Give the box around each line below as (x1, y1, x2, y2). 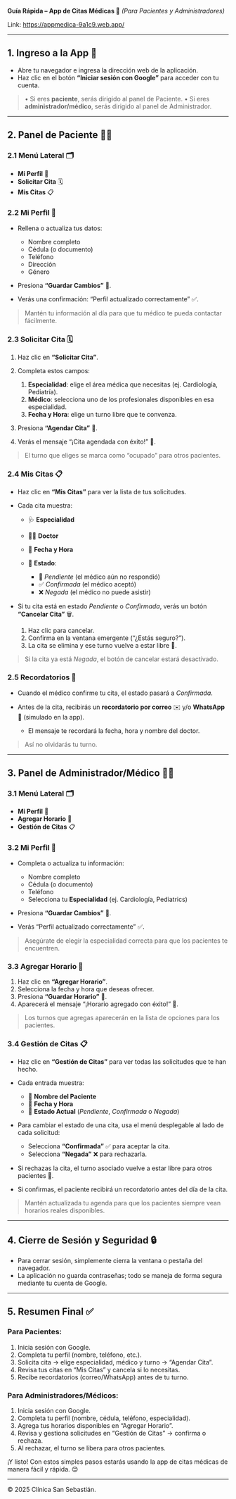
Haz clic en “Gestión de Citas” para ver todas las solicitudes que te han (17, 1058, 227, 1066)
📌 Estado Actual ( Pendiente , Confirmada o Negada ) (27, 1108, 180, 1116)
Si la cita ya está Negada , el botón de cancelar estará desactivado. (24, 655, 219, 663)
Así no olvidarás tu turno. (24, 740, 98, 748)
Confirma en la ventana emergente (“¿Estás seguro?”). (27, 634, 186, 642)
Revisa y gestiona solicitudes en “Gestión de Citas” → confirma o (17, 1429, 206, 1438)
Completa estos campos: (17, 367, 90, 375)
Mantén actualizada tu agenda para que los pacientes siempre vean (24, 1199, 221, 1208)
